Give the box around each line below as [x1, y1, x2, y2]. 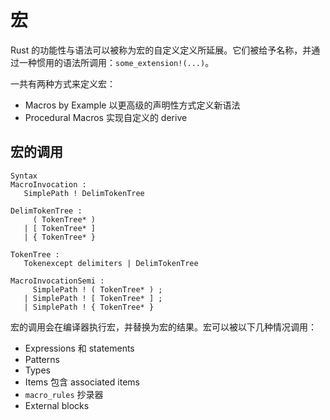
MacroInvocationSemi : [10, 276, 105, 286]
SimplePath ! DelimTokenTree [23, 188, 145, 198]
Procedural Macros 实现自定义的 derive [24, 111, 188, 123]
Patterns [24, 353, 60, 365]
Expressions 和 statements [24, 342, 135, 354]
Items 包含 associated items [24, 376, 140, 388]
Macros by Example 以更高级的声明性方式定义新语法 [24, 99, 241, 111]
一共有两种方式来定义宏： [10, 77, 116, 90]
